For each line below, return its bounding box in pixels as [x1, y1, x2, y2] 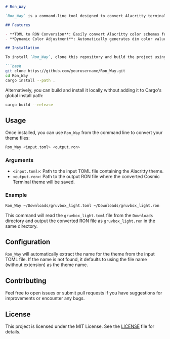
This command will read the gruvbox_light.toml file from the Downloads [5, 212, 153, 218]
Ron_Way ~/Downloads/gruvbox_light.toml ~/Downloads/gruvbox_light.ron [5, 203, 159, 208]
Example [5, 192, 27, 199]
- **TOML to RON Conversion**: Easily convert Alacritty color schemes [5, 31, 159, 37]
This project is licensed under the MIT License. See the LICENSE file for [5, 323, 155, 329]
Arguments [5, 157, 34, 164]
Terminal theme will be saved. [12, 179, 75, 185]
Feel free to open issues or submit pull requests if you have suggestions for [5, 290, 162, 296]
